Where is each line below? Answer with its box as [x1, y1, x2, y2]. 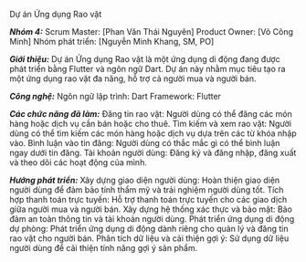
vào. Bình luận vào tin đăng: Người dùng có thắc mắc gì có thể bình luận [9, 138, 280, 148]
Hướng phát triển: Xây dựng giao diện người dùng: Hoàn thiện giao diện [9, 174, 280, 185]
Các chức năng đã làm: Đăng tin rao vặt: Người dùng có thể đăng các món [9, 109, 292, 119]
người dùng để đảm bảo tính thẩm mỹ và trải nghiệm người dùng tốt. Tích [9, 184, 284, 195]
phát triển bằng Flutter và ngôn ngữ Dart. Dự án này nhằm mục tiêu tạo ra [9, 64, 286, 74]
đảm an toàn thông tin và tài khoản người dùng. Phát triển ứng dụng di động [9, 214, 295, 224]
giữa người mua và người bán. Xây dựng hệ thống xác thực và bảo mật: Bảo [9, 204, 292, 215]
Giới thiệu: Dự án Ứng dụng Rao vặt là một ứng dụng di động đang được [9, 54, 280, 64]
